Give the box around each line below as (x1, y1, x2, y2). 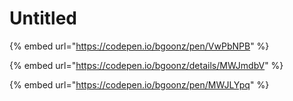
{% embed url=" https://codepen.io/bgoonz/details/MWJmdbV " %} (9, 59, 284, 71)
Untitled (9, 7, 78, 30)
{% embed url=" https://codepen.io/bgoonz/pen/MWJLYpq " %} (9, 78, 270, 91)
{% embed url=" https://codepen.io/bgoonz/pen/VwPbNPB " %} (9, 40, 270, 52)
